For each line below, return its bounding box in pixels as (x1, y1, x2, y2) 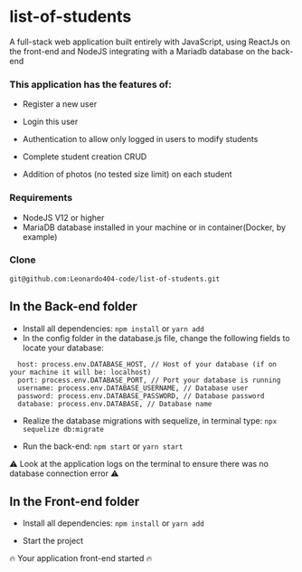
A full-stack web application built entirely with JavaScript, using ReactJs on (9, 36, 291, 47)
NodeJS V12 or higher (22, 212, 105, 223)
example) (22, 231, 58, 242)
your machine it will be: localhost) (9, 367, 152, 377)
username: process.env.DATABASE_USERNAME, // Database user (17, 383, 249, 393)
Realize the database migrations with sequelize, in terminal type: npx (22, 415, 278, 426)
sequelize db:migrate (22, 424, 104, 434)
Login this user (22, 116, 79, 128)
